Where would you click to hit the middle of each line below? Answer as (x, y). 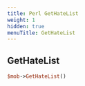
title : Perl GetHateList (43, 13)
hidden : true (26, 26)
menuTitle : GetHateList (41, 33)
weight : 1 (21, 20)
